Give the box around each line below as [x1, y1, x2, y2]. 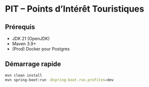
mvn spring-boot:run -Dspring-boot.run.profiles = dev [5, 77, 114, 82]
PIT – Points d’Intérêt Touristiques [5, 3, 145, 15]
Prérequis [5, 23, 35, 31]
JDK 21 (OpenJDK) [12, 35, 50, 41]
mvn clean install [5, 73, 42, 78]
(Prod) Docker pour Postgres [12, 46, 70, 52]
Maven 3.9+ [12, 41, 36, 47]
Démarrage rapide [5, 60, 62, 69]
